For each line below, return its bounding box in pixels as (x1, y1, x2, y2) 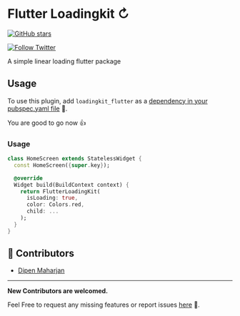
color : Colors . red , (26, 201, 84, 208)
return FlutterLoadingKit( (20, 188, 101, 195)
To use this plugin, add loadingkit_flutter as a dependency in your (7, 96, 209, 105)
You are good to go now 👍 (7, 118, 86, 127)
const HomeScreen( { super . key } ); (14, 161, 111, 169)
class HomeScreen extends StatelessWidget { (7, 156, 142, 163)
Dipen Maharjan (17, 266, 65, 275)
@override (14, 174, 43, 182)
